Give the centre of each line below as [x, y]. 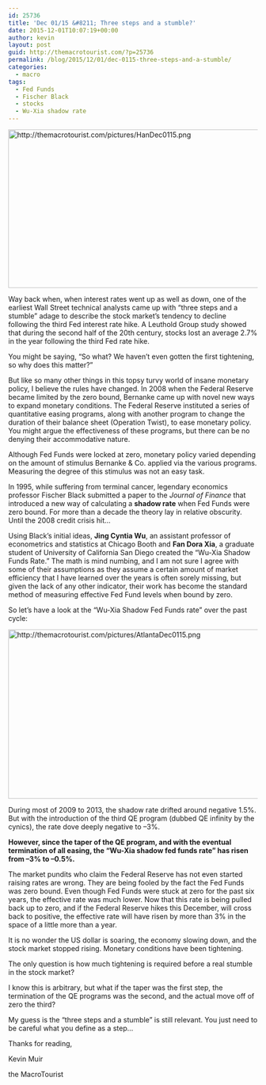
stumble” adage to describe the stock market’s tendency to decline [118, 316]
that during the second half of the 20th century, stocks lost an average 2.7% [133, 333]
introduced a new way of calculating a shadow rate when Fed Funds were [129, 503]
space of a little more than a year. [63, 925]
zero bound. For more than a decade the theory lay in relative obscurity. [125, 512]
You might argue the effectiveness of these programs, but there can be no [129, 431]
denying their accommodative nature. [69, 439]
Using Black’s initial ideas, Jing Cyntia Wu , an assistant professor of [120, 536]
